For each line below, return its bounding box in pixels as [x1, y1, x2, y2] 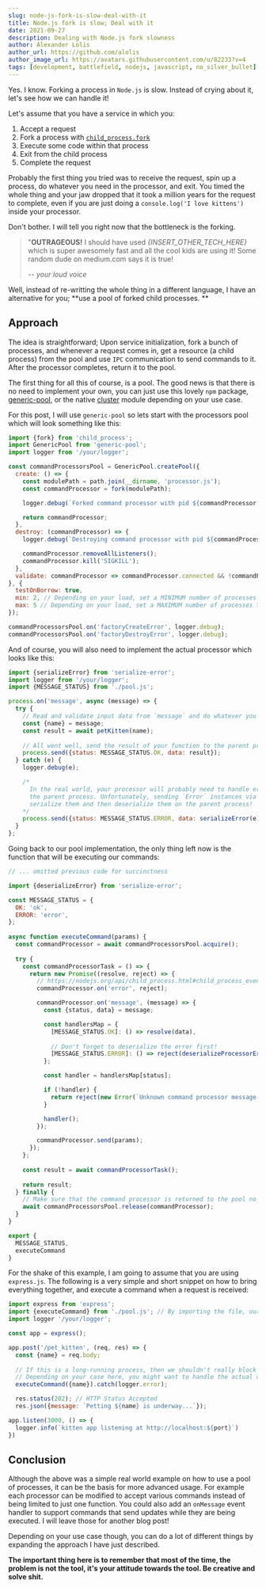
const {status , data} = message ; [43, 1007, 154, 1015]
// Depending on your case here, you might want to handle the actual [15, 1373, 253, 1381]
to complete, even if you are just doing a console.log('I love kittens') [8, 198, 244, 208]
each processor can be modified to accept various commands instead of [8, 1491, 245, 1501]
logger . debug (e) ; [22, 764, 80, 772]
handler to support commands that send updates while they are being [8, 1508, 236, 1518]
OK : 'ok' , [15, 904, 47, 912]
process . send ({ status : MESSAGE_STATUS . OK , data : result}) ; [22, 749, 222, 757]
